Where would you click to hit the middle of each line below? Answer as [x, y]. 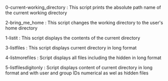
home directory [21, 28]
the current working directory [36, 13]
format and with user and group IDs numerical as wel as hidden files [77, 73]
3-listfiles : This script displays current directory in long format [71, 48]
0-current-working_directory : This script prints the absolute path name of [83, 7]
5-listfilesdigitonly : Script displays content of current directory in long [79, 67]
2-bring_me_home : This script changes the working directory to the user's [84, 23]
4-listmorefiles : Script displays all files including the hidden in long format [83, 58]
